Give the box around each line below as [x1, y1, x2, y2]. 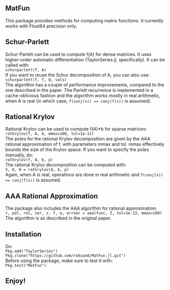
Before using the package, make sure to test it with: [5, 257, 113, 264]
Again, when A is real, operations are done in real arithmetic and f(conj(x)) [5, 172, 163, 178]
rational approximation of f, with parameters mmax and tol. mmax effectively [5, 141, 165, 147]
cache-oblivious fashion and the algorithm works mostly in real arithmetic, [5, 92, 161, 99]
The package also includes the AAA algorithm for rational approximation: [5, 205, 157, 211]
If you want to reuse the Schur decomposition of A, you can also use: [5, 72, 150, 78]
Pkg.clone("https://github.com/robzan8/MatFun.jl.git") [5, 253, 126, 259]
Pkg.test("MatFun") [5, 263, 47, 268]
